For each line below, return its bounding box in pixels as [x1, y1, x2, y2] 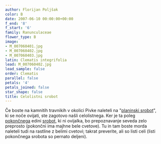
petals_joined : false [5, 85, 50, 90]
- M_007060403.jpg [5, 53, 43, 58]
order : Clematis [5, 71, 38, 76]
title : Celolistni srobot [5, 94, 58, 99]
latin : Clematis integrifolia [5, 58, 67, 62]
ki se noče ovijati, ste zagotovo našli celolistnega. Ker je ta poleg [5, 113, 135, 118]
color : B [5, 12, 23, 17]
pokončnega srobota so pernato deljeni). [5, 134, 87, 140]
